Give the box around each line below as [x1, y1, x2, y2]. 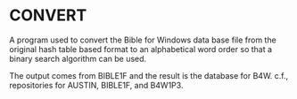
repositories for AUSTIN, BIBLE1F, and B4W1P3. [9, 80, 184, 90]
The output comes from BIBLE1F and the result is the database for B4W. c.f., [9, 70, 289, 80]
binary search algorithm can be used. [9, 53, 147, 64]
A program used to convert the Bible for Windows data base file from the [9, 34, 276, 45]
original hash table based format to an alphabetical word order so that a [9, 43, 273, 54]
